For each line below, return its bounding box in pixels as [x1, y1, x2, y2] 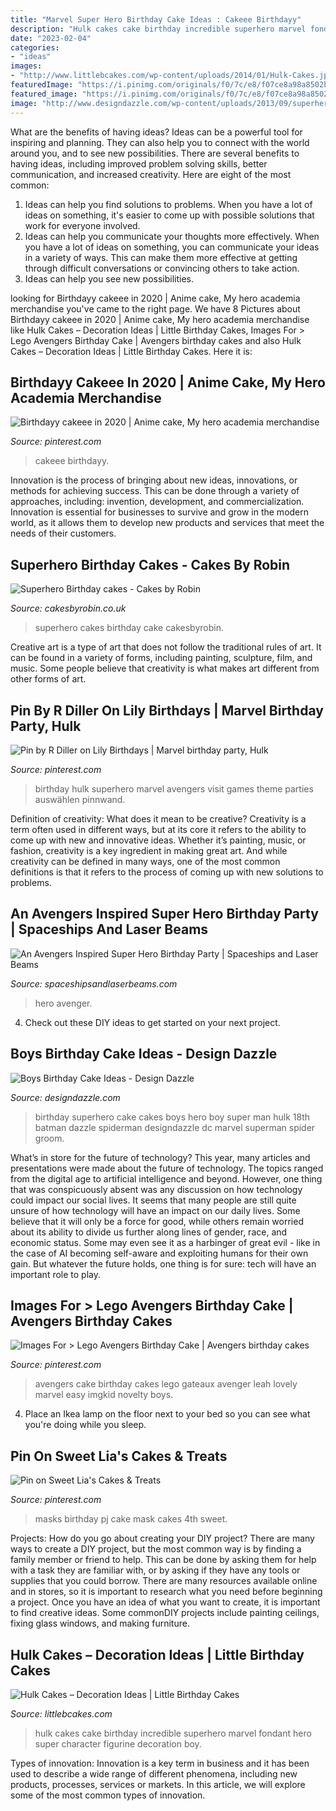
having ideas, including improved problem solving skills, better [10, 157, 268, 170]
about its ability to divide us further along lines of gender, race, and [10, 1226, 288, 1238]
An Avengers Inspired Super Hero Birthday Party [10, 906, 319, 923]
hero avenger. [34, 997, 93, 1009]
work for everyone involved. [24, 219, 141, 231]
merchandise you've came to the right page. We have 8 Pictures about [10, 302, 301, 315]
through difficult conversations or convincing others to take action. [24, 262, 300, 274]
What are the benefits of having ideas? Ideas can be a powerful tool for [10, 126, 303, 138]
